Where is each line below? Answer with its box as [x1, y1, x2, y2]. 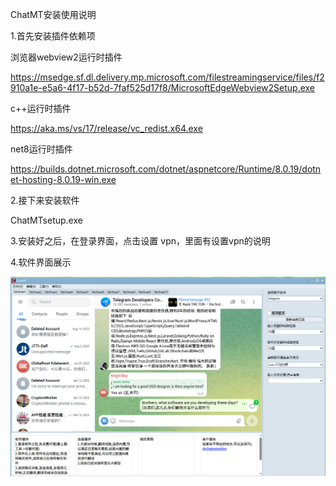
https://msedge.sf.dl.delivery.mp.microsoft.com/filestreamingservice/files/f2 [10, 71, 325, 83]
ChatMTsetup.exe [10, 214, 83, 226]
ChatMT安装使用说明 [10, 9, 97, 20]
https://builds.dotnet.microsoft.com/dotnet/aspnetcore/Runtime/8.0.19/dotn [10, 163, 322, 175]
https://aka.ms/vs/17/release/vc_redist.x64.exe [10, 123, 203, 134]
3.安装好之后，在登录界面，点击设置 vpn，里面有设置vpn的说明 [10, 235, 271, 247]
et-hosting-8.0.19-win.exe [10, 174, 117, 185]
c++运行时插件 [10, 103, 72, 114]
